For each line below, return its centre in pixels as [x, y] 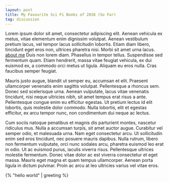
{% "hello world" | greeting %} [37, 175]
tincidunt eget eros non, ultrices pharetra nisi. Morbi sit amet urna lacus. [80, 50]
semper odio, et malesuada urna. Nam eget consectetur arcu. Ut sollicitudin [84, 134]
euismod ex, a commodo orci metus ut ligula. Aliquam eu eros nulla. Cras [81, 66]
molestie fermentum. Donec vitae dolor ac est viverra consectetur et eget [81, 155]
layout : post [19, 10]
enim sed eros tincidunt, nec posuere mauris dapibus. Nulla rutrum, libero [82, 139]
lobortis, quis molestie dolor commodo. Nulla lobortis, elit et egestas [76, 108]
